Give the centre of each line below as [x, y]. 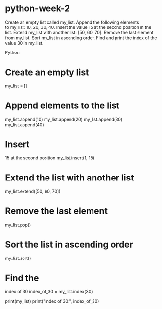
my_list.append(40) [24, 124]
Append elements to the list [62, 106]
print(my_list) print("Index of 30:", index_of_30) [52, 301]
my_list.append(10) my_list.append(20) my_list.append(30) [64, 119]
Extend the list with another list [70, 178]
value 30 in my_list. [24, 43]
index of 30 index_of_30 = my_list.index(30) [49, 291]
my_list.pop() [18, 225]
